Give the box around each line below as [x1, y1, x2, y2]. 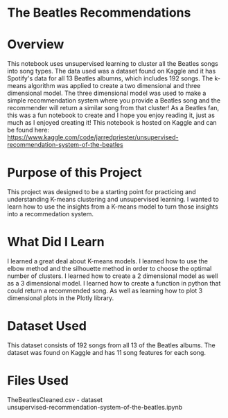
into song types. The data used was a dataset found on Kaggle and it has [7, 67, 216, 76]
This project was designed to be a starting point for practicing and [7, 188, 196, 196]
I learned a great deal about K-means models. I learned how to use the [7, 257, 209, 265]
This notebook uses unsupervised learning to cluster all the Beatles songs [7, 60, 218, 68]
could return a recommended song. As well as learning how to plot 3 [7, 286, 203, 295]
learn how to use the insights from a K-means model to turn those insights [7, 202, 218, 211]
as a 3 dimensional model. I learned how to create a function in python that [7, 279, 221, 287]
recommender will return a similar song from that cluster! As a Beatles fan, [7, 104, 220, 112]
